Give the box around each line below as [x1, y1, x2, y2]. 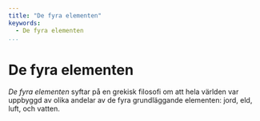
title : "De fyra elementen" [8, 11, 102, 20]
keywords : [8, 19, 42, 27]
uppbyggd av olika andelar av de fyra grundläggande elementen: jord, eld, [8, 96, 253, 105]
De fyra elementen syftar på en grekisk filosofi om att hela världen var [8, 87, 239, 96]
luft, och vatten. [8, 104, 60, 114]
